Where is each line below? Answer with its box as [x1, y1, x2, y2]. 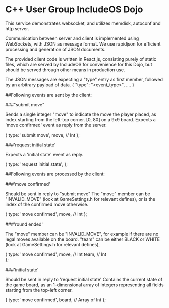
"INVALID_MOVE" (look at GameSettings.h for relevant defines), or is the [5, 196, 155, 202]
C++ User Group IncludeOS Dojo [5, 4, 143, 15]
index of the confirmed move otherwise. [5, 201, 89, 207]
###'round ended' [5, 221, 43, 227]
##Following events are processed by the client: [5, 171, 105, 177]
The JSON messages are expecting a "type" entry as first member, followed [5, 76, 163, 82]
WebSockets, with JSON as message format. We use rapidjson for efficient [5, 40, 161, 47]
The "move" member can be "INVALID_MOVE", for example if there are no [5, 231, 159, 237]
